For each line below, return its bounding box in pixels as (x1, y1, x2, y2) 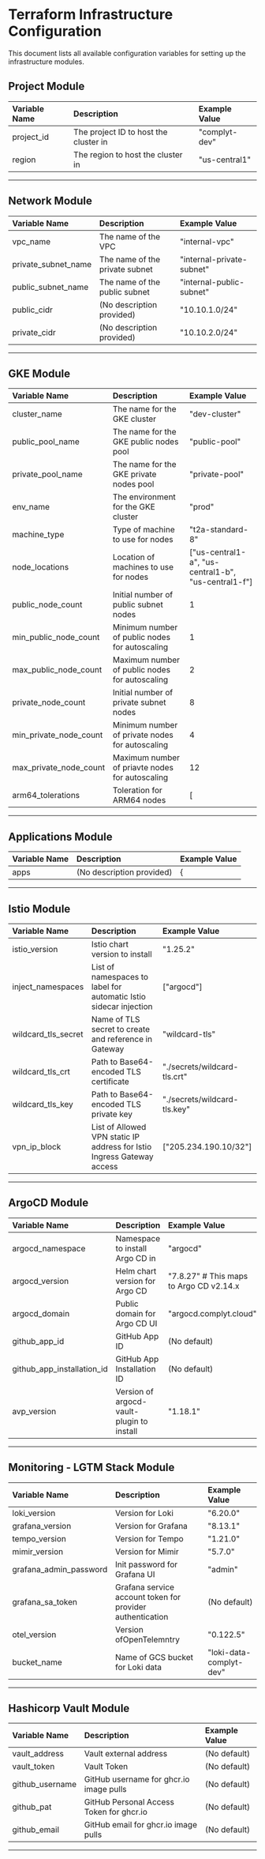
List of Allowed (91, 1122, 147, 1132)
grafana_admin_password (12, 1564, 108, 1575)
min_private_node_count (12, 729, 103, 740)
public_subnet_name (12, 281, 89, 292)
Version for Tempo (114, 1533, 184, 1544)
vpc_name (12, 235, 51, 246)
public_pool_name (12, 436, 80, 447)
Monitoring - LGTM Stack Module (8, 1461, 175, 1474)
